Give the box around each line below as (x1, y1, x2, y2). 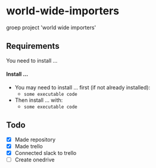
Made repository (14, 136, 56, 143)
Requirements (6, 41, 60, 51)
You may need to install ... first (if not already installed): (14, 83, 151, 91)
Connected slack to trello (14, 149, 77, 156)
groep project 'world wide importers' (6, 24, 96, 31)
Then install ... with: (14, 97, 63, 104)
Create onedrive (14, 156, 55, 163)
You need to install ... (6, 57, 58, 64)
